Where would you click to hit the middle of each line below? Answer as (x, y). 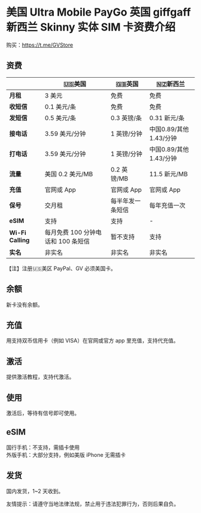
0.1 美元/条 (60, 106)
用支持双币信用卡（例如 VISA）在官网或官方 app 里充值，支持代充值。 (92, 341)
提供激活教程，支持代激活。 (40, 377)
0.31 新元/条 (167, 118)
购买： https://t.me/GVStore (40, 45)
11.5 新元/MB (169, 174)
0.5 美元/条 (60, 118)
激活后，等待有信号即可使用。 (43, 413)
